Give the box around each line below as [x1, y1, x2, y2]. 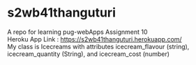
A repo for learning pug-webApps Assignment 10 [7, 28, 148, 36]
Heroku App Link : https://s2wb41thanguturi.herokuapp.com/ [7, 35, 183, 43]
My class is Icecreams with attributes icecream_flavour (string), [7, 42, 190, 50]
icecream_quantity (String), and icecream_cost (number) [7, 50, 169, 58]
